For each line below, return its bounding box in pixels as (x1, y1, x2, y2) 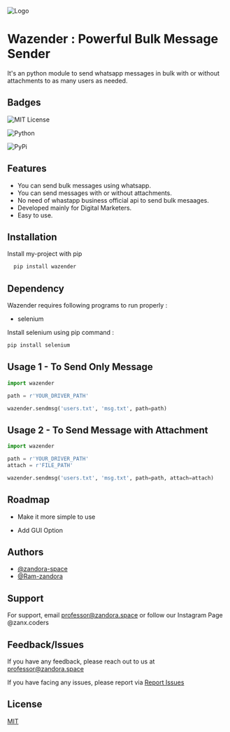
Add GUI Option (17, 526, 64, 534)
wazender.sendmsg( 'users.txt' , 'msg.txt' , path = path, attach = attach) (7, 474, 215, 482)
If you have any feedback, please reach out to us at (7, 657, 155, 666)
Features (7, 163, 47, 175)
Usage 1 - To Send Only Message (7, 361, 154, 373)
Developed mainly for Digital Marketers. (17, 203, 132, 212)
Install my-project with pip (7, 250, 82, 258)
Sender (7, 46, 51, 62)
